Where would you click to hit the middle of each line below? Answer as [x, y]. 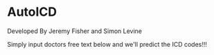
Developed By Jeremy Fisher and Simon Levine [75, 31]
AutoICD [32, 12]
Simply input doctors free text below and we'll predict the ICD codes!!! [107, 44]
